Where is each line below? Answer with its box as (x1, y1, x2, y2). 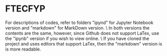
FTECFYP (5, 3, 45, 14)
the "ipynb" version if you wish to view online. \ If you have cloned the (5, 35, 149, 41)
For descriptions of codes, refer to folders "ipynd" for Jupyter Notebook (5, 19, 153, 25)
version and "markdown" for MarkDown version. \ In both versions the (5, 24, 150, 30)
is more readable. (5, 46, 41, 52)
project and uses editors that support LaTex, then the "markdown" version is (5, 40, 162, 46)
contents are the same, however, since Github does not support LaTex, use (5, 30, 159, 36)
